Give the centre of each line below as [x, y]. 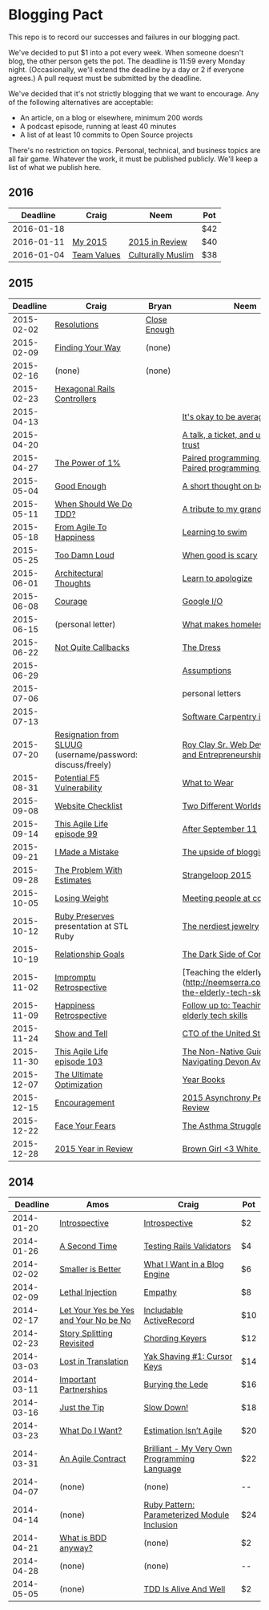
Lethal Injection [88, 1292]
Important [78, 1380]
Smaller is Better [90, 1269]
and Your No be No [95, 1320]
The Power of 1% [88, 463]
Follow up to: [206, 1005]
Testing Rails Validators [187, 1247]
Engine [157, 1275]
